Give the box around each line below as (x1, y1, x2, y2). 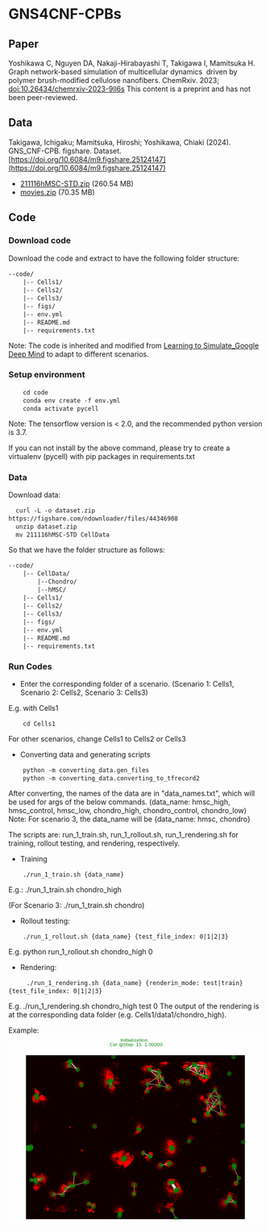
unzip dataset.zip (15, 523, 78, 531)
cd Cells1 (23, 720, 56, 729)
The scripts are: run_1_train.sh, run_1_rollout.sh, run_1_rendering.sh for (8, 830, 239, 840)
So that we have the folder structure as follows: (8, 545, 165, 555)
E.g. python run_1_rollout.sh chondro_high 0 (8, 947, 153, 957)
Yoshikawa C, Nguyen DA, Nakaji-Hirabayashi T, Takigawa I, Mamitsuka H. (8, 58, 255, 68)
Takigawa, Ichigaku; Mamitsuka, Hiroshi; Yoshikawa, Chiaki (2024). (8, 137, 231, 147)
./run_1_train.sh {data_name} (23, 871, 125, 879)
